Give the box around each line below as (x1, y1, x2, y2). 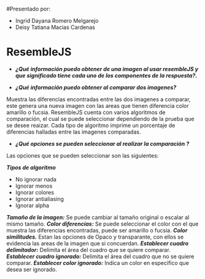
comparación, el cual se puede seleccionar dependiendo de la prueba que (6, 115, 195, 122)
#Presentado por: (6, 6, 51, 12)
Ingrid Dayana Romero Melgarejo (15, 17, 99, 24)
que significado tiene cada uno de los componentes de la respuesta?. (15, 72, 198, 79)
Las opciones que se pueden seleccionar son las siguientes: (6, 151, 159, 159)
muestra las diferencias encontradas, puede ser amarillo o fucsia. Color (6, 226, 188, 234)
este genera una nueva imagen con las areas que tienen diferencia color (6, 102, 189, 109)
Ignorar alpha (15, 202, 50, 209)
